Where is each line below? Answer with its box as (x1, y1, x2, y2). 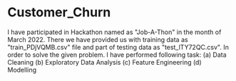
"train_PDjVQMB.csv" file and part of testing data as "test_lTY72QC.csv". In (7, 43, 230, 51)
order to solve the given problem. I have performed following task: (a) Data (7, 50, 227, 59)
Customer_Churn (7, 4, 111, 21)
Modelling (7, 65, 37, 74)
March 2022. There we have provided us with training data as (7, 35, 188, 43)
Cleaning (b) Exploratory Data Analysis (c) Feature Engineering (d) (7, 58, 202, 66)
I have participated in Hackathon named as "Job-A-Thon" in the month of (7, 28, 222, 36)
